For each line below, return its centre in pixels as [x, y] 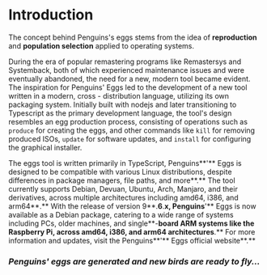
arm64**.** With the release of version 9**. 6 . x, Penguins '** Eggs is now [132, 206]
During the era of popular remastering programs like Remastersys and [125, 61]
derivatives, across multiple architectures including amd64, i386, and [123, 197]
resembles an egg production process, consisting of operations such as [128, 121]
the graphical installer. [45, 147]
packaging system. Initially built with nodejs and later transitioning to [123, 104]
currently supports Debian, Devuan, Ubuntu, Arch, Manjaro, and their [123, 188]
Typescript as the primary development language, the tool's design [120, 113]
